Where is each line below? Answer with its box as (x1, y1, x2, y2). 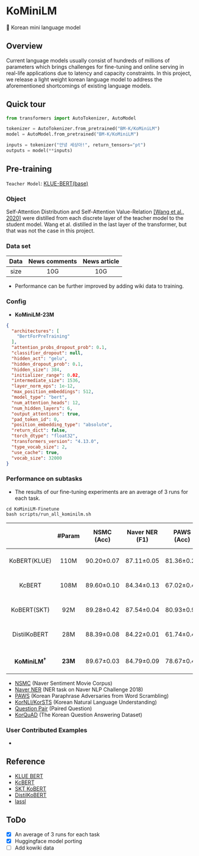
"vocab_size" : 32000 (11, 455, 62, 461)
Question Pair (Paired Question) (14, 704, 92, 712)
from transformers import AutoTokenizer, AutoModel (6, 115, 136, 121)
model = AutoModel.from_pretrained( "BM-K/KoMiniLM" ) (6, 131, 139, 137)
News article (82, 257, 120, 266)
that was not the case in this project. (6, 227, 95, 234)
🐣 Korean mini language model (6, 24, 81, 31)
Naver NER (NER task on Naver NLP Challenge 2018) (14, 685, 143, 693)
